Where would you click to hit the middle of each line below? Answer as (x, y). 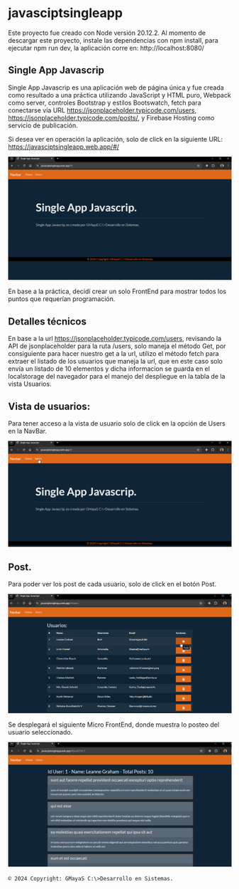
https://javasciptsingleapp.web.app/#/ (64, 147)
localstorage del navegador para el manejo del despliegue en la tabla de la (117, 377)
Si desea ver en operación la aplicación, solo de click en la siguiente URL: (116, 139)
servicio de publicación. (43, 125)
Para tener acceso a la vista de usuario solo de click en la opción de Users (117, 423)
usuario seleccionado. (40, 732)
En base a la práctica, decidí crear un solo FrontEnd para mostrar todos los (117, 291)
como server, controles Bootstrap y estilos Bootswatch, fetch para (105, 102)
